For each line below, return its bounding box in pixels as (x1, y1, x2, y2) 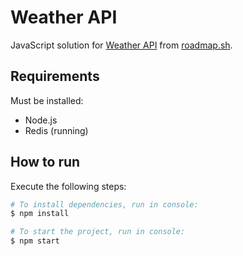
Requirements (10, 68, 100, 85)
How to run (10, 154, 81, 171)
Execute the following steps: (10, 180, 127, 192)
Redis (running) (24, 124, 89, 136)
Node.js (24, 114, 58, 126)
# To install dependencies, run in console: (10, 199, 199, 210)
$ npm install (10, 209, 70, 219)
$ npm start (10, 236, 60, 246)
